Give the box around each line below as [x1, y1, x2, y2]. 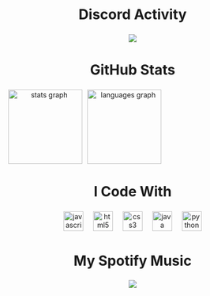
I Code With [93, 183, 172, 201]
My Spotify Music [73, 252, 192, 270]
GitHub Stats [89, 61, 176, 79]
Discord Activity [78, 6, 187, 24]
